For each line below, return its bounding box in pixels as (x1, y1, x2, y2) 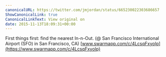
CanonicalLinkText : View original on (5, 17, 85, 22)
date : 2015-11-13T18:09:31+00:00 (5, 21, 76, 27)
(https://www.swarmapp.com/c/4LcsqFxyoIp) (5, 46, 101, 52)
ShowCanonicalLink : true (5, 12, 58, 17)
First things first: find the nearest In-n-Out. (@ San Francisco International (5, 35, 159, 41)
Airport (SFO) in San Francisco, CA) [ (5, 41, 82, 47)
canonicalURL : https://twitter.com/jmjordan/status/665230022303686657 (5, 7, 159, 13)
